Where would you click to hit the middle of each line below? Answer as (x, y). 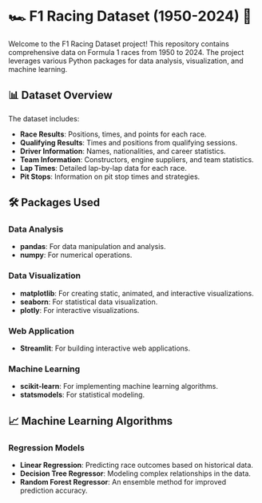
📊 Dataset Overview (61, 95)
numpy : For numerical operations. (76, 255)
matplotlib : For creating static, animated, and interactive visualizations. (137, 293)
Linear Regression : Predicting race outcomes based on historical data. (137, 465)
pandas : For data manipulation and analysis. (93, 247)
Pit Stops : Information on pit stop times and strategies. (110, 176)
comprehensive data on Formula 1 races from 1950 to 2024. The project (126, 52)
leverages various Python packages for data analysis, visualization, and (126, 61)
